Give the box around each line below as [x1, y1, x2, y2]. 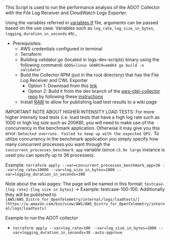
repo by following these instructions [27, 94, 103, 99]
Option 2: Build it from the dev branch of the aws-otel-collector [27, 88, 160, 94]
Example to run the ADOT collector [5, 215, 78, 221]
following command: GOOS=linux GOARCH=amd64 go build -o [20, 62, 144, 68]
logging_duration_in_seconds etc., [5, 31, 77, 36]
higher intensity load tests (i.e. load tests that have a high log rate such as [5, 114, 160, 120]
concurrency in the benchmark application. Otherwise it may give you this [5, 125, 160, 131]
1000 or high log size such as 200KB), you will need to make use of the [5, 120, 154, 125]
